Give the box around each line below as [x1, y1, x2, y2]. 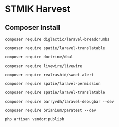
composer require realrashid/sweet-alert [5, 72, 94, 77]
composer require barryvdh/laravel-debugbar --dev [5, 99, 114, 104]
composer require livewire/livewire [5, 63, 82, 69]
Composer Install [5, 23, 61, 32]
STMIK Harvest [5, 3, 71, 15]
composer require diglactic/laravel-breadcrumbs [5, 37, 110, 42]
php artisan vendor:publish [5, 117, 65, 122]
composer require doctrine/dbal [5, 54, 73, 59]
